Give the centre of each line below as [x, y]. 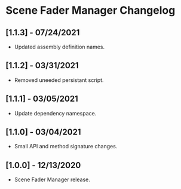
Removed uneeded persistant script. [59, 80]
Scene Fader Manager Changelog [90, 10]
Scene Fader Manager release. [52, 179]
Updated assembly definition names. [59, 47]
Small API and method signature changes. [66, 147]
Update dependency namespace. [55, 113]
